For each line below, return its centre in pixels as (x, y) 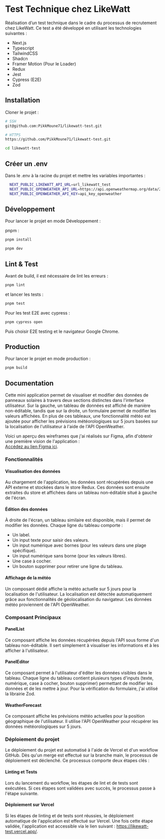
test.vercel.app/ (21, 831)
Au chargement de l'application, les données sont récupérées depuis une (79, 482)
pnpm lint (15, 285)
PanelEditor (17, 662)
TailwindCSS (25, 53)
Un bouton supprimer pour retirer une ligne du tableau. (68, 566)
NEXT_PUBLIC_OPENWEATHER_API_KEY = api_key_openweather (66, 194)
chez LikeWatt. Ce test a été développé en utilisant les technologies (73, 28)
